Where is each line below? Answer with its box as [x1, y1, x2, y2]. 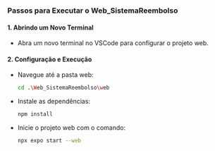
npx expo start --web [17, 137, 81, 145]
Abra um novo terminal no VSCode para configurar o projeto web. [17, 39, 209, 47]
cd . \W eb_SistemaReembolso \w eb [17, 84, 110, 92]
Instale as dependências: [17, 97, 90, 106]
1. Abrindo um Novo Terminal [7, 23, 94, 32]
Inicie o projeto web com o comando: [17, 123, 125, 132]
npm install [17, 111, 53, 118]
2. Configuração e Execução [7, 55, 92, 64]
